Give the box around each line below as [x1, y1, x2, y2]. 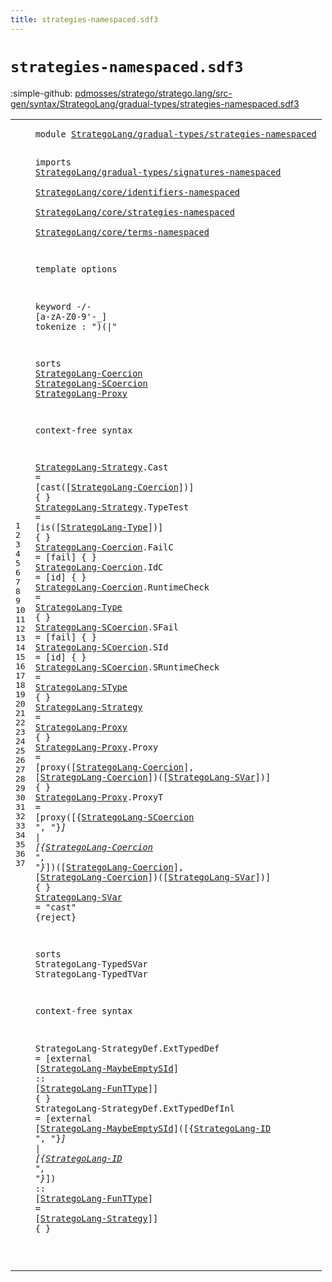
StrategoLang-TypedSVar [34, 959, 148, 970]
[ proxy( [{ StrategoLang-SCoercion [34, 812, 195, 823]
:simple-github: [10, 87, 73, 99]
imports [34, 157, 72, 168]
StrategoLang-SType [34, 682, 128, 693]
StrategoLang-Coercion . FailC [34, 542, 174, 553]
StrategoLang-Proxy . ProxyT [34, 792, 164, 803]
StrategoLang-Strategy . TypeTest [34, 502, 190, 513]
